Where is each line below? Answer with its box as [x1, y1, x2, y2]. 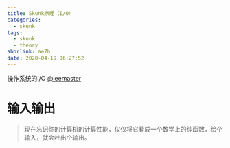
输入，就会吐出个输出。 [23, 133, 91, 141]
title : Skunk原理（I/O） [7, 10, 74, 17]
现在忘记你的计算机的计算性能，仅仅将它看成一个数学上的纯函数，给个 [23, 125, 223, 133]
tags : [7, 29, 23, 36]
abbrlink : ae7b [7, 49, 51, 56]
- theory [13, 42, 38, 49]
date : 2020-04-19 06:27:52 [7, 55, 84, 62]
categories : [7, 16, 41, 23]
